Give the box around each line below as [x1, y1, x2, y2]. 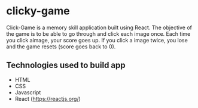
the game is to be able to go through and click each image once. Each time [6, 30, 191, 37]
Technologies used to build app [6, 60, 126, 70]
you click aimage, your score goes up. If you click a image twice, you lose [6, 36, 188, 44]
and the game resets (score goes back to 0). [6, 43, 116, 50]
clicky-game [6, 4, 70, 18]
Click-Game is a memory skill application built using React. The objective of [6, 24, 193, 31]
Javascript [14, 88, 41, 96]
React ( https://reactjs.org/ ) [14, 95, 81, 102]
